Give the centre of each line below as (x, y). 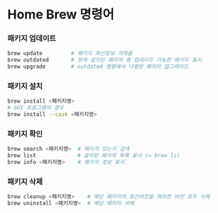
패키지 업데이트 (32, 38)
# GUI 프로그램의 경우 (36, 108)
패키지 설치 (25, 86)
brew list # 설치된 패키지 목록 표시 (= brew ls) (94, 156)
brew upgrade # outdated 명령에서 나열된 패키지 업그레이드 (98, 67)
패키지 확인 (25, 134)
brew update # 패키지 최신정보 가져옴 (70, 54)
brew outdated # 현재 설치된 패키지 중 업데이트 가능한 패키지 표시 (105, 60)
